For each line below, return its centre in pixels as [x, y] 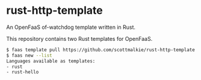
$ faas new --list [29, 55]
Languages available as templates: [51, 61]
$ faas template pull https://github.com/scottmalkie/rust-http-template [101, 50]
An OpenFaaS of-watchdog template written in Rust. [71, 27]
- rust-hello [23, 72]
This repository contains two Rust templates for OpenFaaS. [79, 38]
